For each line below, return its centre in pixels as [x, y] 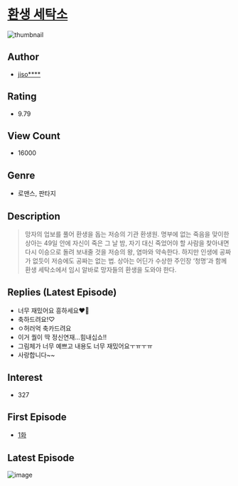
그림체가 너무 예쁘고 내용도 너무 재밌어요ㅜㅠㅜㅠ [85, 346]
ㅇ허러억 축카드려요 [44, 328]
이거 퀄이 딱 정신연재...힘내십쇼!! [62, 337]
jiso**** [29, 74]
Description [34, 216]
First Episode [37, 417]
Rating [22, 97]
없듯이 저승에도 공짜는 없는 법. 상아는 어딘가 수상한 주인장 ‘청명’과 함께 [130, 261]
